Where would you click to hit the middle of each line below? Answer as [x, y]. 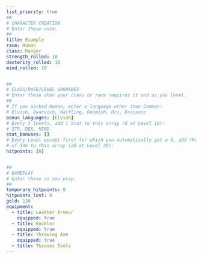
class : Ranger [24, 51]
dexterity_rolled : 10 [33, 62]
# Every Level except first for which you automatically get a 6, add [96, 140]
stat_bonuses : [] [28, 134]
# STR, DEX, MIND [28, 129]
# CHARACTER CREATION [33, 23]
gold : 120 [19, 201]
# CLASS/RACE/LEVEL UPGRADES [43, 90]
